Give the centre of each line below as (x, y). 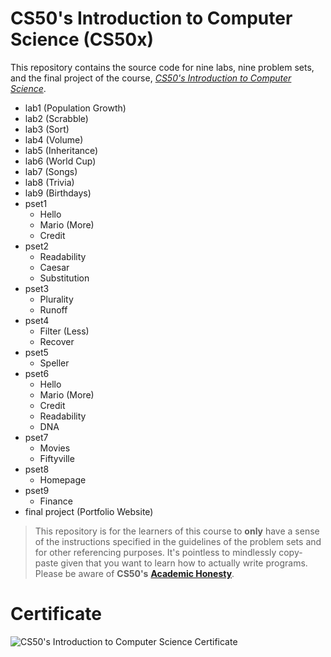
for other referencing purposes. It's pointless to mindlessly (155, 552)
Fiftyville (57, 458)
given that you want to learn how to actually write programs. (184, 563)
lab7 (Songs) (51, 171)
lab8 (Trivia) (49, 182)
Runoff (53, 309)
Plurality (56, 299)
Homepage (63, 479)
